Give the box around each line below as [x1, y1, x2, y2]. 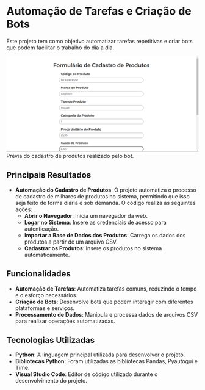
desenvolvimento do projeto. [15, 377, 87, 385]
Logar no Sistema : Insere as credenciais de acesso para [24, 218, 167, 226]
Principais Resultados [6, 170, 92, 181]
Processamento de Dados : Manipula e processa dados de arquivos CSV [15, 311, 198, 318]
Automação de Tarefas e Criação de [6, 4, 192, 18]
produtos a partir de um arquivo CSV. [24, 238, 118, 245]
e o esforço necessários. [15, 291, 78, 298]
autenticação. [24, 225, 59, 233]
